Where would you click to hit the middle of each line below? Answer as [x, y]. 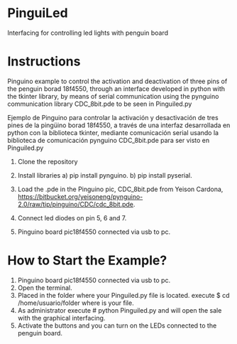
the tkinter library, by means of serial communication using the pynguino [113, 96]
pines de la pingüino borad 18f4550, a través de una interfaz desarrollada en [119, 125]
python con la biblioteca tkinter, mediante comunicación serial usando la [113, 132]
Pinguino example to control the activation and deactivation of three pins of [117, 81]
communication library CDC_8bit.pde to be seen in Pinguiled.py [100, 104]
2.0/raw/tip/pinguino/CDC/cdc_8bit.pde [75, 204]
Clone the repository [48, 161]
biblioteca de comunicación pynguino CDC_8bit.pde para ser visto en [109, 140]
